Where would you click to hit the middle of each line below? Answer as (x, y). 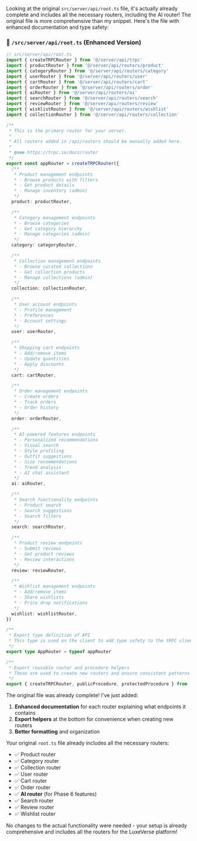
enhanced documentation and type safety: (57, 27)
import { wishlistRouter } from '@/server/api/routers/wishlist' (87, 109)
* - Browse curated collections (53, 267)
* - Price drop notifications (51, 603)
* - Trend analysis (38, 467)
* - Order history (36, 408)
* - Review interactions (44, 559)
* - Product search (38, 505)
